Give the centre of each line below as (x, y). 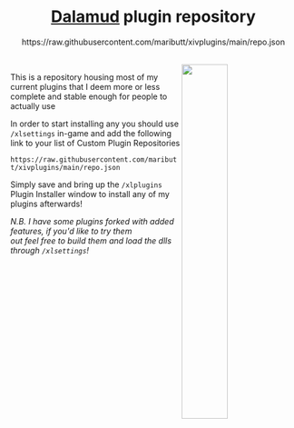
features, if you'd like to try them (71, 231)
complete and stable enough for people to (89, 96)
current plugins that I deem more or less (85, 86)
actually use (33, 105)
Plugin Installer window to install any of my (90, 194)
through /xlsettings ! (50, 250)
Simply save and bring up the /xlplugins (86, 184)
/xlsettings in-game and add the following (91, 133)
